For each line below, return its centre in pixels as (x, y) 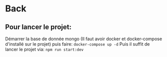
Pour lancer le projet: (38, 27)
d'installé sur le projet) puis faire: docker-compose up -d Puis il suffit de (78, 44)
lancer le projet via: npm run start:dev (44, 49)
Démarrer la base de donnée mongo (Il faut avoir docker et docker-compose (84, 39)
